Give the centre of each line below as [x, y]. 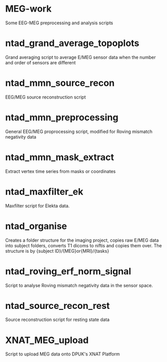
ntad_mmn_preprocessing [62, 117]
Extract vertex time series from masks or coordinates [60, 171]
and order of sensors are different [40, 62]
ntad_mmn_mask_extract [60, 157]
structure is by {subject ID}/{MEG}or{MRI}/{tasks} [57, 251]
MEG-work [28, 9]
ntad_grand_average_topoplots [72, 43]
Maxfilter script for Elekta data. [37, 206]
